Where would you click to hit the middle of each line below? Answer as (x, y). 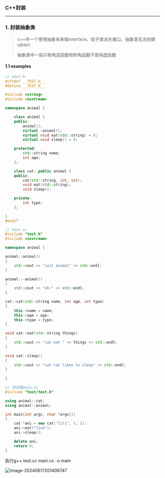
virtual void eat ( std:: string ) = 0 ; (60, 135)
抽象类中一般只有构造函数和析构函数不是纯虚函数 (67, 54)
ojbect (24, 45)
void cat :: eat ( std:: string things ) (41, 333)
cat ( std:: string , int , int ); (53, 180)
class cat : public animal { (42, 171)
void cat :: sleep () (24, 356)
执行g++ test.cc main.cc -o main (38, 460)
